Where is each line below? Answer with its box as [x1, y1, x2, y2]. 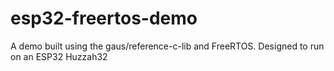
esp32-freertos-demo [10, 7, 198, 30]
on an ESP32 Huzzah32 [10, 50, 108, 62]
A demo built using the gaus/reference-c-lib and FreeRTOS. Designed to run [10, 40, 325, 52]
